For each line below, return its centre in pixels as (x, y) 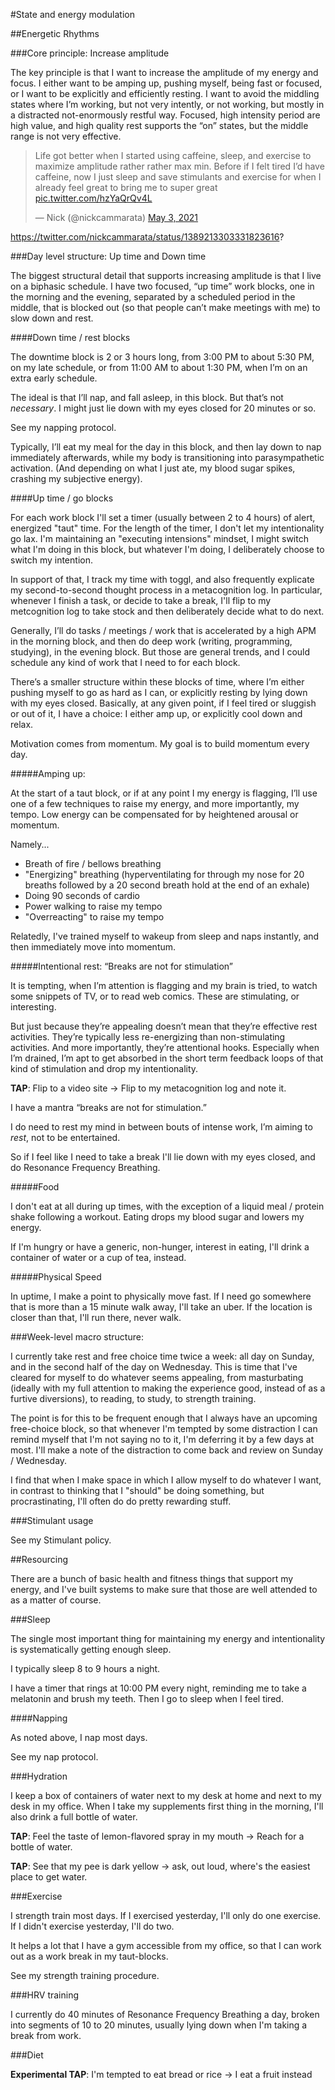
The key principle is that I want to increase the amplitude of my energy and (164, 72)
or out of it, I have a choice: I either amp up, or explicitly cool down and (156, 713)
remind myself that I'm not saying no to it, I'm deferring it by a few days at (162, 1439)
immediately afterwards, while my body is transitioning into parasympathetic (167, 457)
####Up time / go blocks (62, 498)
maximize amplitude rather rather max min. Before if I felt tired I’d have (179, 166)
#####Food (35, 1187)
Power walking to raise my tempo (93, 906)
